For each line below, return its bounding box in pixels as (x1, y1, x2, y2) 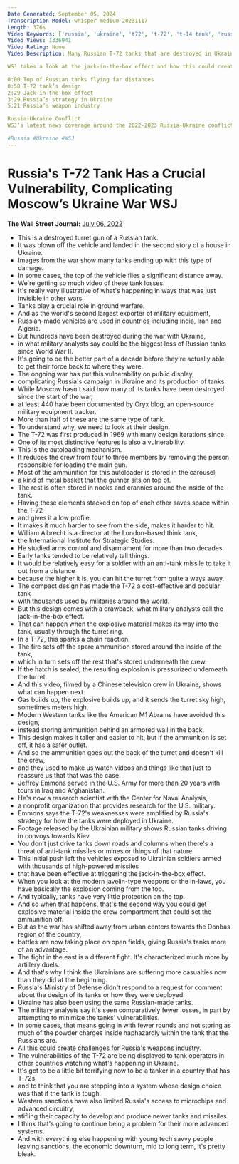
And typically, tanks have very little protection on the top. (17, 892, 186, 900)
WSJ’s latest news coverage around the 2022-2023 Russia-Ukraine (7, 122, 205, 129)
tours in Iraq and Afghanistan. (17, 786, 105, 795)
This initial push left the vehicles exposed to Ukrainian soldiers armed (17, 854, 222, 862)
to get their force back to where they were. (17, 361, 144, 371)
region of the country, (17, 929, 82, 938)
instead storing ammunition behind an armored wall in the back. (17, 725, 205, 734)
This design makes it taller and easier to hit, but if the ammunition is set (17, 733, 227, 741)
